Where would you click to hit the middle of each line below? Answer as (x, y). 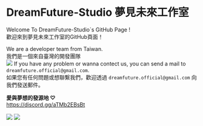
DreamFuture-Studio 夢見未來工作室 (98, 12)
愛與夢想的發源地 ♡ (31, 98)
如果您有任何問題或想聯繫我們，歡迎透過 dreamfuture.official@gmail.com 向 (101, 77)
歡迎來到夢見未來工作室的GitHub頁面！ (55, 36)
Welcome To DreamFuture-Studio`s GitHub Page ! (68, 29)
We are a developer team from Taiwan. (55, 48)
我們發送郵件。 (25, 85)
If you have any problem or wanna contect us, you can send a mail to (100, 64)
